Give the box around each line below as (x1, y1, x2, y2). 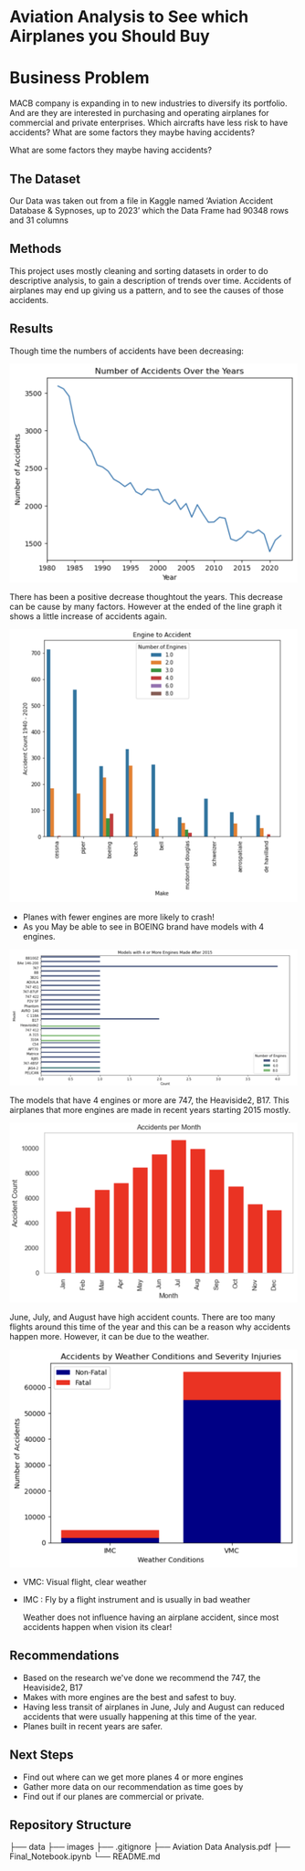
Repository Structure (9, 1817, 132, 1833)
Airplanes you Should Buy (9, 26, 210, 47)
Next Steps (9, 1747, 74, 1763)
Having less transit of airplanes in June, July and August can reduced (22, 1701, 285, 1712)
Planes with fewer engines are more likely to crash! (22, 911, 215, 922)
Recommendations (9, 1648, 120, 1664)
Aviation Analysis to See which (9, 6, 249, 27)
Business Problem (9, 68, 150, 89)
